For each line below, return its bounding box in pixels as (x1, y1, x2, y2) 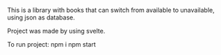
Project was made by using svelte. (7, 27, 106, 35)
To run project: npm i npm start (7, 40, 96, 48)
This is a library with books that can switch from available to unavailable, (7, 6, 215, 14)
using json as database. (7, 13, 75, 22)
